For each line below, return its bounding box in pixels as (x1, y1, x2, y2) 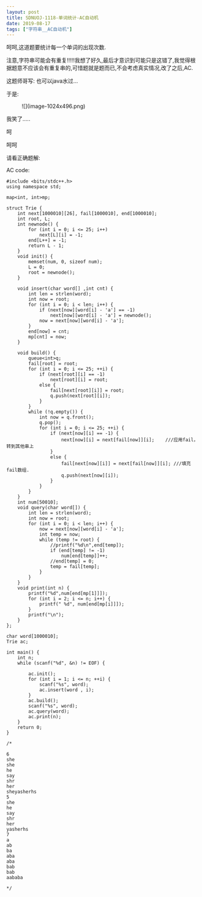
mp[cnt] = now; (28, 334, 67, 340)
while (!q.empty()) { (28, 409, 84, 415)
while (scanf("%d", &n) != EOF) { (17, 660, 105, 667)
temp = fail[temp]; (50, 564, 100, 570)
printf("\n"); (28, 612, 64, 618)
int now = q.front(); (39, 414, 95, 420)
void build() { (17, 350, 56, 356)
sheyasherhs (6, 789, 37, 795)
